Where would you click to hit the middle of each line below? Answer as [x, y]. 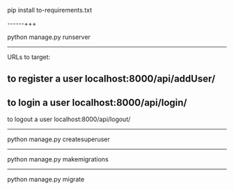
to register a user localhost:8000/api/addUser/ [111, 79]
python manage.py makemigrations [58, 159]
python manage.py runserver [49, 37]
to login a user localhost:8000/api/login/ [97, 103]
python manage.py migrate [46, 180]
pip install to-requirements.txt [50, 10]
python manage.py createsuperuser [58, 139]
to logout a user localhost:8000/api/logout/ [69, 119]
